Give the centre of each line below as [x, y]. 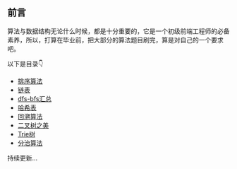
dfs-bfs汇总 [34, 98]
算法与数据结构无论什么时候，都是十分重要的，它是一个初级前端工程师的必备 [119, 31]
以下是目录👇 [25, 64]
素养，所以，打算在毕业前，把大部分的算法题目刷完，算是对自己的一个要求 [115, 40]
